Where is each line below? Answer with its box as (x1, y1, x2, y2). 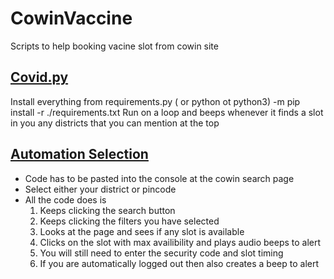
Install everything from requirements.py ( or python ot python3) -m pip (10, 95, 301, 107)
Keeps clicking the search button (39, 204, 176, 216)
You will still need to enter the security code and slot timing (39, 247, 284, 259)
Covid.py (10, 69, 69, 86)
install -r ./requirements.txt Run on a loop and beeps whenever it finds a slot (10, 106, 324, 118)
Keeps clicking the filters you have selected (39, 215, 220, 227)
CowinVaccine (10, 7, 133, 30)
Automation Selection (10, 146, 149, 163)
